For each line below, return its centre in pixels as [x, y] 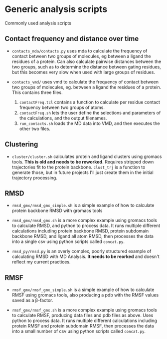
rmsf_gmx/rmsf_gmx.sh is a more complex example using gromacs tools [84, 310]
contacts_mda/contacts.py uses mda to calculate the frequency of [80, 50]
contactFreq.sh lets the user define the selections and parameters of [90, 112]
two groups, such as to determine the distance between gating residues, [86, 66]
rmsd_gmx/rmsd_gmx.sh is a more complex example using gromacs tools [84, 220]
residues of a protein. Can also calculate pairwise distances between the [86, 61]
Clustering [21, 144]
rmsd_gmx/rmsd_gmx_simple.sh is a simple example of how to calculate [83, 205]
